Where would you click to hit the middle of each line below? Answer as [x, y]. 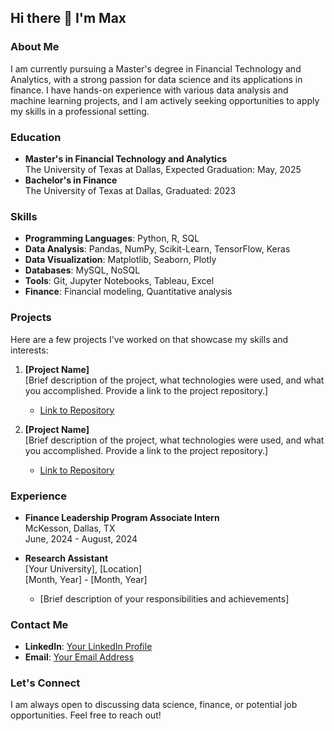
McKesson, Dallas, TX [70, 528]
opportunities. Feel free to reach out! [86, 715]
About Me [35, 47]
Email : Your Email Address [79, 657]
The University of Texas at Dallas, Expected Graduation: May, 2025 [163, 169]
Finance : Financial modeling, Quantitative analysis [128, 292]
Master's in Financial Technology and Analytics [125, 158]
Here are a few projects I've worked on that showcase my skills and [149, 339]
